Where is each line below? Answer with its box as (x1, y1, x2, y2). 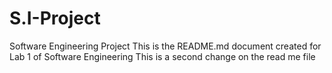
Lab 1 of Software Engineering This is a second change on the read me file (9, 50, 316, 62)
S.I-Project (9, 7, 101, 30)
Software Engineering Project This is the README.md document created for (9, 40, 322, 52)
